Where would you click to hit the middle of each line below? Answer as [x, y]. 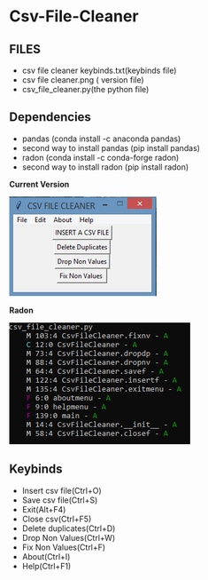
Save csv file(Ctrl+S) [60, 500]
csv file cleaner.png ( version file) [83, 80]
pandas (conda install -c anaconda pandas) [101, 139]
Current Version [39, 184]
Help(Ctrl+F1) [46, 566]
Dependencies [50, 117]
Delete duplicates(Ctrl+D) [69, 528]
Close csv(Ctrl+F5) [57, 519]
